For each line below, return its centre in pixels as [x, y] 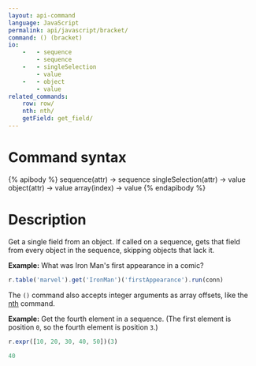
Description [47, 220]
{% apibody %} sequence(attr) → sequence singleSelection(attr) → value [127, 179]
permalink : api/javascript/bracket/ [68, 30]
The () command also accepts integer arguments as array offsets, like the [128, 295]
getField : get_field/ [58, 119]
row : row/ [39, 104]
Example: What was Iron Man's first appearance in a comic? [106, 265]
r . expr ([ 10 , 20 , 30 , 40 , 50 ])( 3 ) [63, 341]
